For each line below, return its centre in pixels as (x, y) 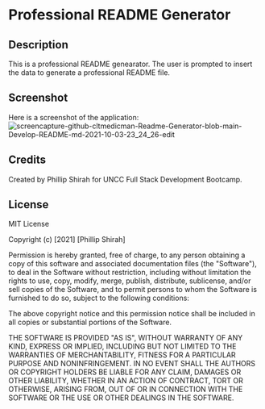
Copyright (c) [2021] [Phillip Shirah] (67, 240)
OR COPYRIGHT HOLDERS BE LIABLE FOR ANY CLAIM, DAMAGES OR (125, 372)
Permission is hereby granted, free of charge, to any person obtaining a (127, 255)
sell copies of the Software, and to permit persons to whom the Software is (133, 290)
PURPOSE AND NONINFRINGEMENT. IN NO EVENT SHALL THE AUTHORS (132, 364)
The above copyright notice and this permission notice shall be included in (132, 314)
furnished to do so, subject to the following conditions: (99, 298)
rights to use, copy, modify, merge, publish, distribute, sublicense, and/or (130, 281)
